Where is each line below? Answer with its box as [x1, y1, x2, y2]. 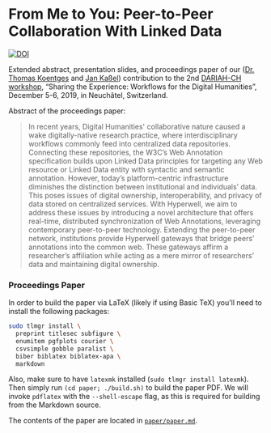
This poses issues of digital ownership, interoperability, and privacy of [28, 190, 262, 200]
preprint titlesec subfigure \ [15, 329, 121, 338]
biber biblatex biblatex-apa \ [15, 352, 121, 360]
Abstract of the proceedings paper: [8, 106, 126, 116]
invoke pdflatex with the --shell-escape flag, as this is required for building [8, 392, 260, 401]
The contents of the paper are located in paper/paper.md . [8, 416, 198, 426]
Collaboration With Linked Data [8, 22, 222, 40]
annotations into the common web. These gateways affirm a [28, 242, 229, 252]
